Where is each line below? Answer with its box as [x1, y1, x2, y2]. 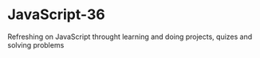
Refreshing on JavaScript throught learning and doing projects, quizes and [7, 32, 253, 41]
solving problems [7, 40, 65, 49]
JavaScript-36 [7, 6, 105, 24]
